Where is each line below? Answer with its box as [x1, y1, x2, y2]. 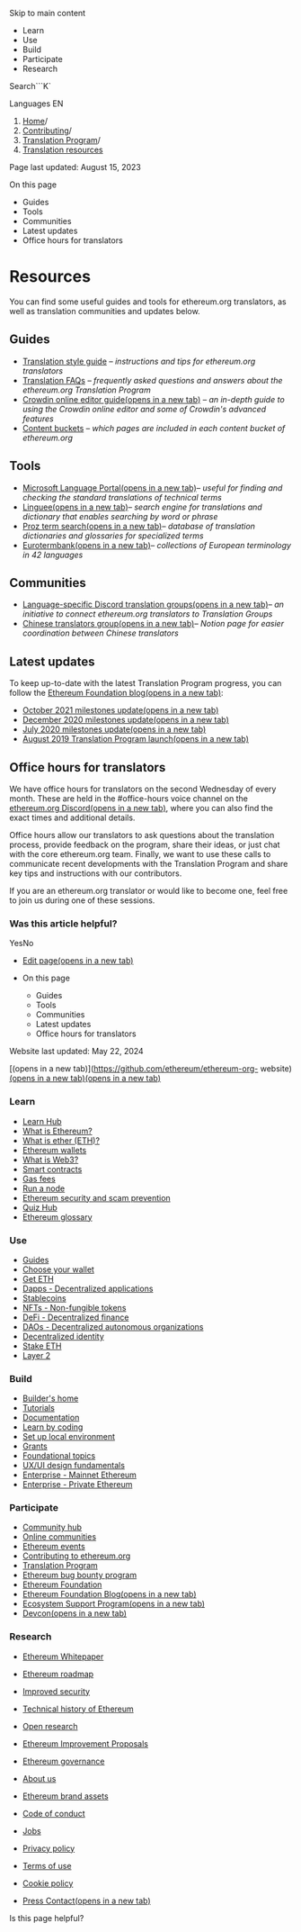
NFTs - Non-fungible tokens [22, 1302, 127, 1313]
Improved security [22, 1685, 91, 1696]
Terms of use [22, 1860, 72, 1871]
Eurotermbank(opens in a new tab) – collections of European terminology [22, 539, 292, 550]
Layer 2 [22, 1350, 51, 1360]
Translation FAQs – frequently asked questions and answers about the [22, 375, 283, 385]
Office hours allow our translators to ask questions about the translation [9, 830, 275, 840]
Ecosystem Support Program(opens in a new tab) [22, 1598, 205, 1610]
